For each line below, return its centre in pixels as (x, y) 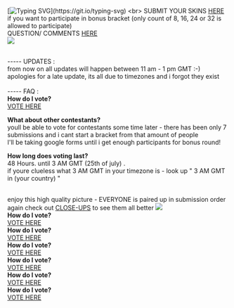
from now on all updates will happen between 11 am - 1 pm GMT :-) (104, 69)
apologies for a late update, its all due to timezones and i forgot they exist (113, 76)
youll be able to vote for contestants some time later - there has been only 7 (117, 127)
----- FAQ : (23, 91)
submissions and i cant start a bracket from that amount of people (103, 135)
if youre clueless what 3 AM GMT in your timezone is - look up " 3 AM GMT (116, 171)
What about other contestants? (54, 120)
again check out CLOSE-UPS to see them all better (81, 208)
